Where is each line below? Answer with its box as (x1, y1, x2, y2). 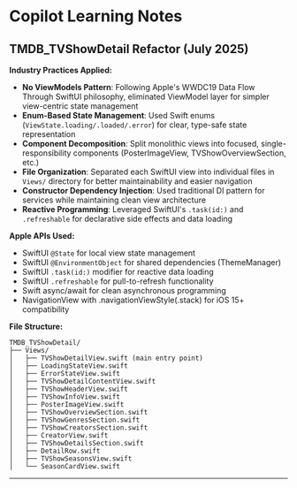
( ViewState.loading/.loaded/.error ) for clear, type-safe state (21, 119, 247, 130)
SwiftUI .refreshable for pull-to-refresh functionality (21, 276, 214, 286)
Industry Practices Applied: (9, 65, 112, 75)
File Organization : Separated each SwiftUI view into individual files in (21, 166, 275, 177)
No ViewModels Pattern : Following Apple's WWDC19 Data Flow (21, 82, 255, 92)
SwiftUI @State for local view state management (21, 248, 196, 258)
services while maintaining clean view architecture (21, 194, 206, 205)
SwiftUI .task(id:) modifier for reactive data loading (21, 267, 214, 277)
